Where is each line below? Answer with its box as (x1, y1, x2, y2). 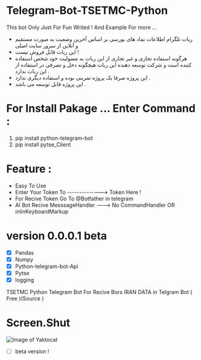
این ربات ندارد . (14, 67, 50, 74)
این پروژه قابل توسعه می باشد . (14, 80, 86, 88)
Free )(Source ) (6, 295, 44, 303)
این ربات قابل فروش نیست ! (14, 48, 80, 55)
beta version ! (14, 348, 49, 355)
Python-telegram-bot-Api (14, 263, 78, 270)
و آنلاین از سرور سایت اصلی (14, 42, 78, 49)
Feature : (6, 162, 52, 176)
